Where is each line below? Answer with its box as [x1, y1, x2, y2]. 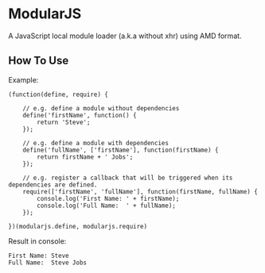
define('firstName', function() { [22, 111, 137, 119]
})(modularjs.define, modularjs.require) [8, 222, 148, 230]
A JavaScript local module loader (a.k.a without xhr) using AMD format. [8, 31, 242, 40]
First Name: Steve [8, 252, 69, 260]
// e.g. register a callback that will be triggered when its [22, 174, 233, 182]
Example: [8, 75, 39, 84]
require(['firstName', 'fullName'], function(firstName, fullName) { [22, 187, 259, 195]
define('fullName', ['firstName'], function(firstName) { [22, 146, 219, 154]
